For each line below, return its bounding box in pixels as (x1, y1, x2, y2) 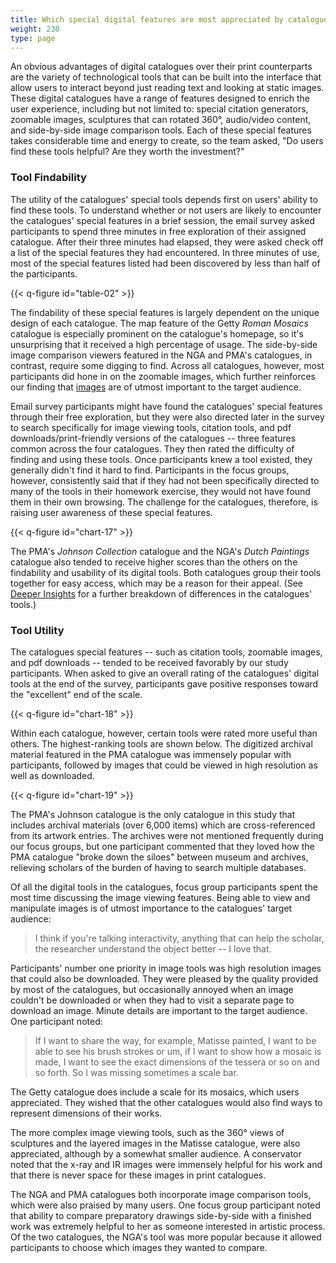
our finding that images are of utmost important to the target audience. (10, 381, 302, 393)
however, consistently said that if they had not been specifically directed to (10, 474, 320, 486)
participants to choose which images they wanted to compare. (10, 1241, 268, 1253)
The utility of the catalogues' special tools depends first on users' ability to (10, 193, 318, 205)
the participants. (10, 267, 78, 280)
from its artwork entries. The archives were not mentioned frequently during (10, 829, 324, 841)
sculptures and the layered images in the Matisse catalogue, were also (10, 1137, 301, 1149)
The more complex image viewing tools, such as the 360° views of (10, 1126, 285, 1138)
